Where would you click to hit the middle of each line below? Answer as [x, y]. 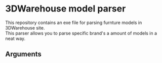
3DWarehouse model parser [66, 9]
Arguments [24, 54]
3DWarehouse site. [25, 27]
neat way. [15, 38]
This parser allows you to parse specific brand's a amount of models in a [81, 33]
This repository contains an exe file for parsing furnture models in [74, 22]
